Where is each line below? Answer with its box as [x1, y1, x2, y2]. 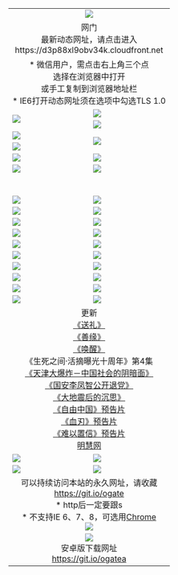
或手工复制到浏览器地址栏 [40, 83, 138, 94]
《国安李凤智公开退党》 [44, 380, 134, 391]
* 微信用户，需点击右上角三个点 [29, 59, 150, 70]
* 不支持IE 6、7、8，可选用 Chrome [22, 511, 156, 522]
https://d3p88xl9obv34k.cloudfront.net [14, 44, 164, 55]
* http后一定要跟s [55, 499, 123, 510]
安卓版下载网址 [60, 542, 118, 553]
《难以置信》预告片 [52, 428, 126, 439]
